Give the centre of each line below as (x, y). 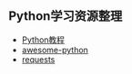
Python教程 (43, 40)
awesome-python (55, 50)
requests (38, 59)
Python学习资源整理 (66, 16)
